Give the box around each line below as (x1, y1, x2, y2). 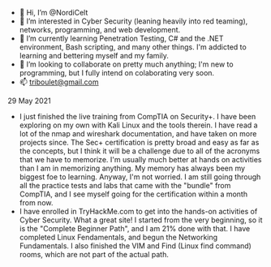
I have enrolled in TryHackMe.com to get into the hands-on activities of (19, 207, 258, 216)
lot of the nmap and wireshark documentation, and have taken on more (19, 129, 257, 138)
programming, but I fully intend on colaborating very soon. (19, 68, 215, 77)
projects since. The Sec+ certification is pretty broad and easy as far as (19, 138, 260, 147)
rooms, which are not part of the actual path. (19, 250, 170, 259)
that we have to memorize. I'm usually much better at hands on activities (19, 155, 262, 164)
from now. (19, 198, 54, 207)
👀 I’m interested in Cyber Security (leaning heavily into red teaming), (19, 16, 248, 26)
